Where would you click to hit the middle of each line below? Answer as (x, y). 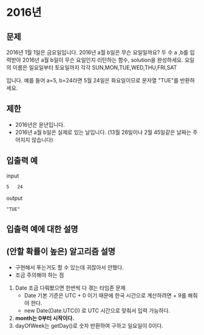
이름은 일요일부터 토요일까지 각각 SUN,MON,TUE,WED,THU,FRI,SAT (95, 68)
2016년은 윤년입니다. (40, 124)
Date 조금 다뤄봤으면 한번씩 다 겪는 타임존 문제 (70, 288)
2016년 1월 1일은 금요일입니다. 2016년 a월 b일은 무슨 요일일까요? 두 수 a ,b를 (97, 52)
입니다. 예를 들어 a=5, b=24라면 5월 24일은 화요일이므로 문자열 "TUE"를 (93, 80)
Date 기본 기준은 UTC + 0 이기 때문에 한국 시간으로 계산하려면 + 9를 (105, 295)
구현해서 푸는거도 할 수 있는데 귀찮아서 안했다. (70, 267)
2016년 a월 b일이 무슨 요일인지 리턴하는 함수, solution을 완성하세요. (103, 60)
